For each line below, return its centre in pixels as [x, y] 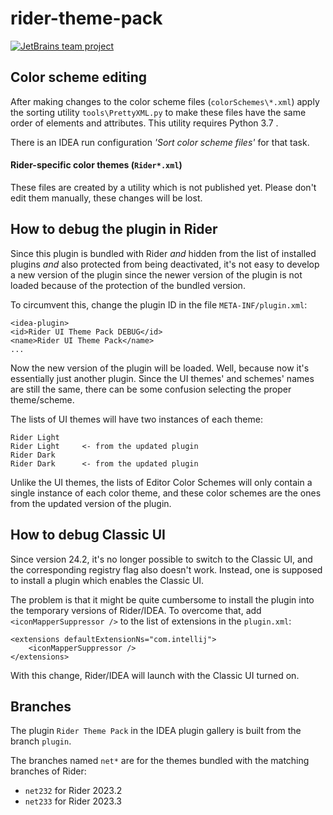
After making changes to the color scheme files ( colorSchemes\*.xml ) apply [165, 101]
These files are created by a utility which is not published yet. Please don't [163, 187]
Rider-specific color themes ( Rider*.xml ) [96, 165]
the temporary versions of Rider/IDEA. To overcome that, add [136, 610]
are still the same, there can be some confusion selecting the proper [151, 389]
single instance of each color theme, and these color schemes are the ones [166, 493]
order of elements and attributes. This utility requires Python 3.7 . [144, 123]
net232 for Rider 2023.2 [73, 791]
